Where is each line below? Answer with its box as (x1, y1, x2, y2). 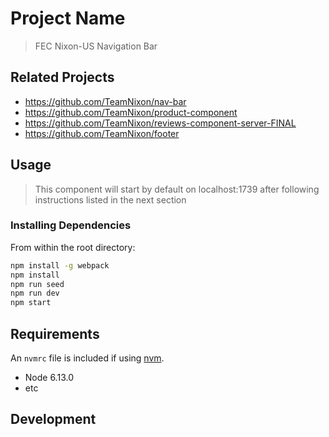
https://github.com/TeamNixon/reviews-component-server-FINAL (24, 117, 297, 129)
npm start (10, 298, 52, 308)
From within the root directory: (10, 241, 136, 253)
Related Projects (10, 69, 115, 86)
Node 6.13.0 (24, 372, 74, 384)
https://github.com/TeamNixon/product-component (24, 106, 238, 118)
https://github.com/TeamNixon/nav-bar (24, 95, 187, 107)
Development (10, 411, 97, 428)
